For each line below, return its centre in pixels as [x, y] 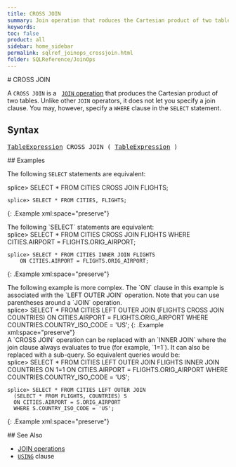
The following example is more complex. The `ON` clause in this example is [116, 287]
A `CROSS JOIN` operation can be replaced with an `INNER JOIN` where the [117, 340]
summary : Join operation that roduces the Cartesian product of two [110, 20]
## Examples [26, 160]
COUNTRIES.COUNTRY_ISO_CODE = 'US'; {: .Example [86, 324]
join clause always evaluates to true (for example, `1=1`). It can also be [109, 347]
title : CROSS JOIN [34, 14]
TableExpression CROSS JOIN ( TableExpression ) [92, 147]
